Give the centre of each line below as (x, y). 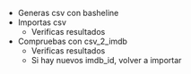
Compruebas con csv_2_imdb (73, 41)
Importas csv (42, 22)
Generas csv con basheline (68, 13)
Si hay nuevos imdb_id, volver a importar (106, 60)
